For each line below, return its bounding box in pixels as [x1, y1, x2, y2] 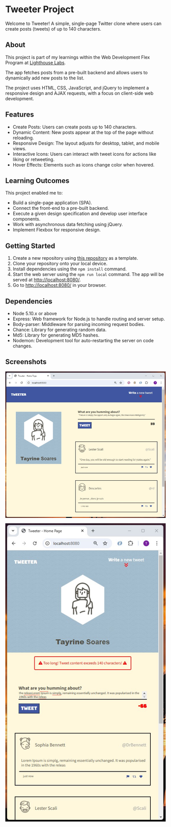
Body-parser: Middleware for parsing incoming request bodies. [12, 321, 145, 327]
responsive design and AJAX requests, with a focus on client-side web [5, 90, 154, 96]
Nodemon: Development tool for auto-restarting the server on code [12, 338, 154, 343]
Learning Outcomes [5, 176, 70, 185]
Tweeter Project [5, 4, 74, 15]
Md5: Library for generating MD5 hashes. [12, 332, 100, 338]
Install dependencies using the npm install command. [12, 266, 127, 272]
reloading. [12, 134, 34, 141]
